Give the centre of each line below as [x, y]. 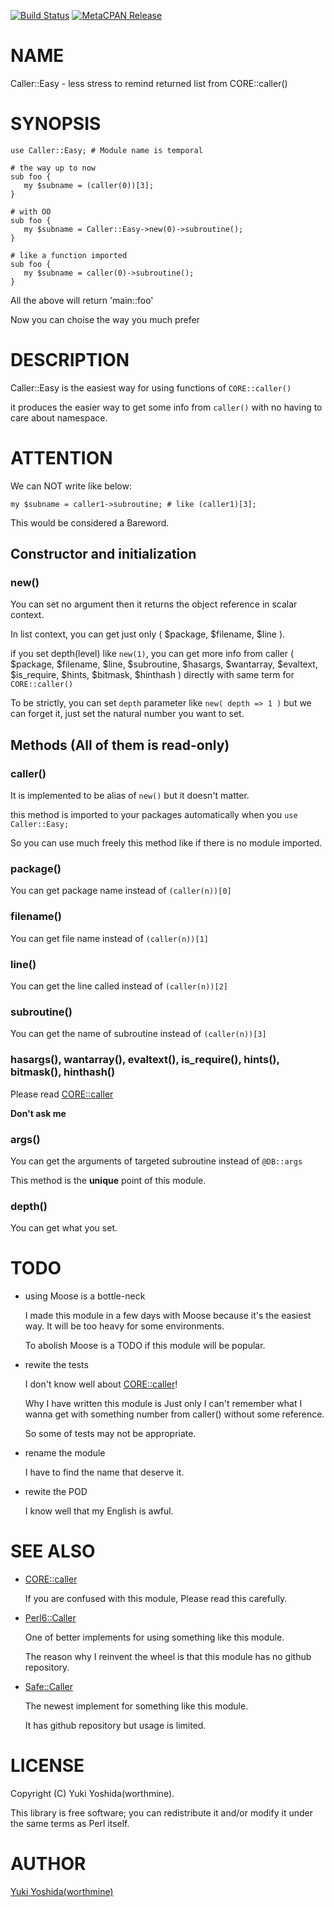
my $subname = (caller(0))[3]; [89, 185]
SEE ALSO [53, 1551]
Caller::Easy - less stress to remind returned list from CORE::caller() [149, 83]
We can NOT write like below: [71, 486]
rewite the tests [56, 1365]
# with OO [31, 211]
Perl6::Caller [50, 1618]
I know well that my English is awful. [99, 1511]
